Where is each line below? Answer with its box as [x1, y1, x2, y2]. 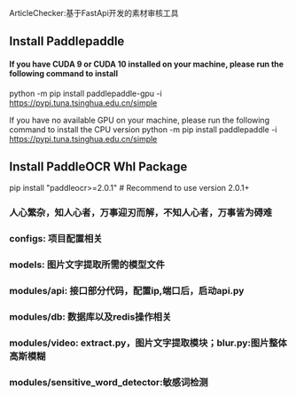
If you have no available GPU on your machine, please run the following [9, 115, 270, 125]
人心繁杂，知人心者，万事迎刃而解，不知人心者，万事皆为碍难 [9, 207, 273, 219]
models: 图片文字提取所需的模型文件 [9, 258, 166, 271]
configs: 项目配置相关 [9, 233, 103, 245]
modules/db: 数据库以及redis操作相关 [9, 311, 172, 323]
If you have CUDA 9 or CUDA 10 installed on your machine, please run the [9, 59, 284, 69]
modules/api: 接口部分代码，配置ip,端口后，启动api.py [9, 285, 245, 297]
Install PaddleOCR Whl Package [9, 159, 188, 174]
